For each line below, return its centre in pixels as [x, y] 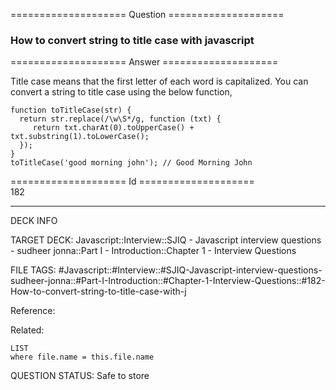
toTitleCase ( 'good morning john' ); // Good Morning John [131, 163]
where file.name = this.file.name [82, 357]
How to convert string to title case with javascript [132, 40]
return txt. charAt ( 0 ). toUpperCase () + [113, 128]
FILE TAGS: [33, 270]
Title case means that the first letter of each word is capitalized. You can [159, 81]
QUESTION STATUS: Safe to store [80, 376]
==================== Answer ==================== [144, 62]
